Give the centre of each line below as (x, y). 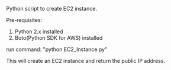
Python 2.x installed (39, 31)
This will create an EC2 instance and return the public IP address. (86, 61)
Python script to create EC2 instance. (52, 9)
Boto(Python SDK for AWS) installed (59, 38)
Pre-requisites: (24, 20)
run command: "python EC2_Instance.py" (57, 49)
